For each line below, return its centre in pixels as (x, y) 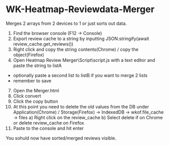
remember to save (32, 81)
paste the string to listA (38, 65)
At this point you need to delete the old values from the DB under (81, 106)
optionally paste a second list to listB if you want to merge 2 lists (80, 75)
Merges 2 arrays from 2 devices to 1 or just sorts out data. (66, 23)
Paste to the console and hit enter (48, 128)
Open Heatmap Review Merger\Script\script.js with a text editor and (84, 60)
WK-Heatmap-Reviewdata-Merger (80, 9)
